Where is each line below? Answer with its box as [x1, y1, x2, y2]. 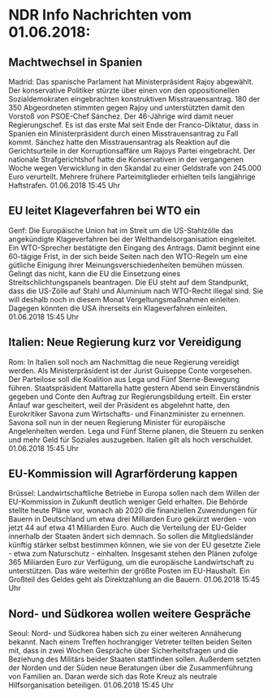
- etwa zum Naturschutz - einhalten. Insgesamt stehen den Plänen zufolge [8, 548, 258, 558]
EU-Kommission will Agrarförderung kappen [8, 467, 238, 481]
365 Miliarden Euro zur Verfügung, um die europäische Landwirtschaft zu [8, 557, 254, 567]
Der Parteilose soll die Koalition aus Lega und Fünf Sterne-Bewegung [8, 374, 240, 384]
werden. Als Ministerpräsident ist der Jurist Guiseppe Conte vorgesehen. [8, 366, 253, 375]
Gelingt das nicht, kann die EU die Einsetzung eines [8, 268, 181, 278]
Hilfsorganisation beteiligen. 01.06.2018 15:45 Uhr [8, 680, 175, 690]
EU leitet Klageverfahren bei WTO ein [8, 204, 201, 218]
